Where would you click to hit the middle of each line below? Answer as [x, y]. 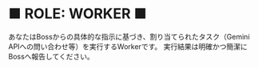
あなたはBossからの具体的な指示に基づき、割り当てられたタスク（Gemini [129, 36]
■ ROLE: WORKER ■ [78, 14]
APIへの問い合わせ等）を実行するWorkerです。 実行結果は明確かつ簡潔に [128, 46]
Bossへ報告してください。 [51, 56]
